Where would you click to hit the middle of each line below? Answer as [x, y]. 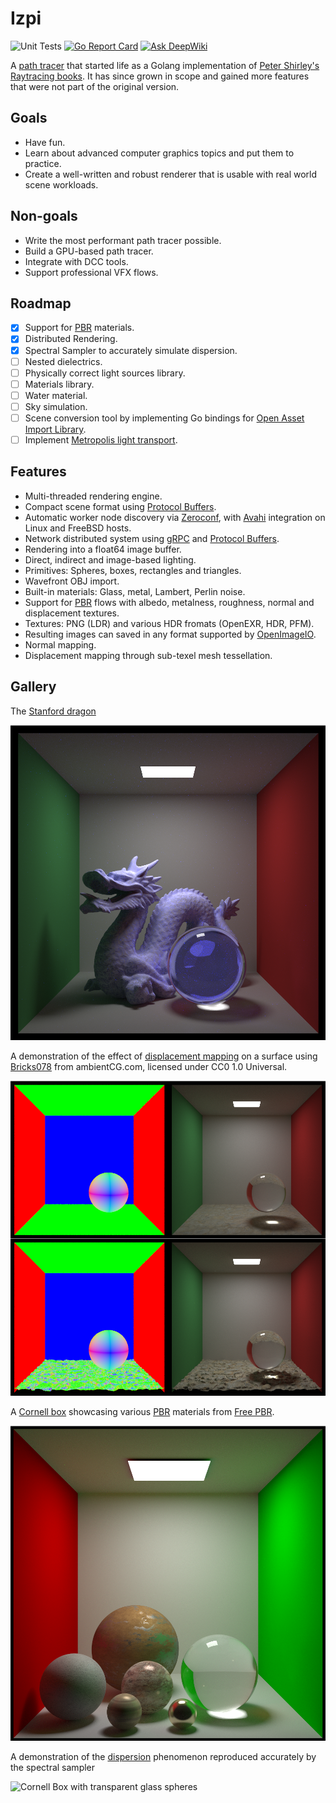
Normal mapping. [60, 644]
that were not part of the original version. [95, 86]
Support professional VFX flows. [91, 272]
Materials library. [59, 384]
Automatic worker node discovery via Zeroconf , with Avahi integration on [175, 517]
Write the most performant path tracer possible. [123, 240]
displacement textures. [72, 613]
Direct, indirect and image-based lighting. [110, 559]
